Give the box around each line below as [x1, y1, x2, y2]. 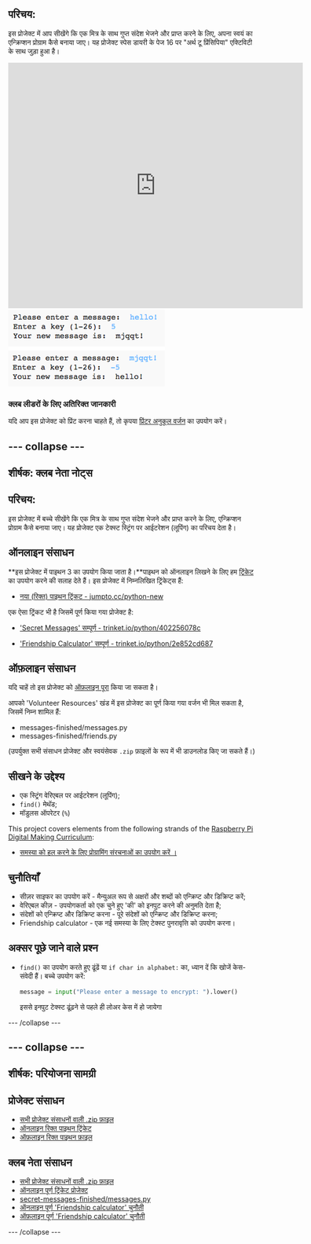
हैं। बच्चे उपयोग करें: [35, 971, 86, 981]
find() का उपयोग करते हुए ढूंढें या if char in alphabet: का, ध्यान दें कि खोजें [19, 962, 232, 971]
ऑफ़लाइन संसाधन [8, 662, 76, 675]
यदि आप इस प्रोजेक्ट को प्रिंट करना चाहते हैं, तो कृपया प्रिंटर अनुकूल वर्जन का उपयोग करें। [8, 417, 228, 426]
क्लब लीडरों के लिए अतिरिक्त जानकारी [8, 398, 116, 409]
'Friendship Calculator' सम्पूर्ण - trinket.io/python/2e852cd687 [19, 638, 214, 648]
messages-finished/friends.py [19, 732, 118, 741]
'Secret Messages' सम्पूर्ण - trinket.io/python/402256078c [19, 622, 201, 633]
